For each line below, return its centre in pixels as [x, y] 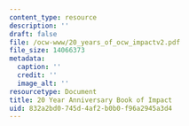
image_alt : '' [43, 83]
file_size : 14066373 [47, 51]
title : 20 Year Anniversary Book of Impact [91, 100]
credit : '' [37, 75]
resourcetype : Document [53, 91]
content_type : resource [53, 17]
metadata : [28, 59]
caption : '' [39, 67]
